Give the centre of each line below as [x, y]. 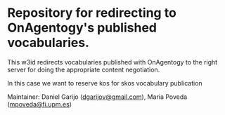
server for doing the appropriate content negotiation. [84, 69]
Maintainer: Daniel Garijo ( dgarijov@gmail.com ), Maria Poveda [97, 97]
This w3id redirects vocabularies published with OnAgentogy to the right [112, 62]
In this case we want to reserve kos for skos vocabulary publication [105, 83]
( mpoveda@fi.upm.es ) [40, 104]
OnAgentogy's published [82, 28]
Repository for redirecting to [92, 13]
